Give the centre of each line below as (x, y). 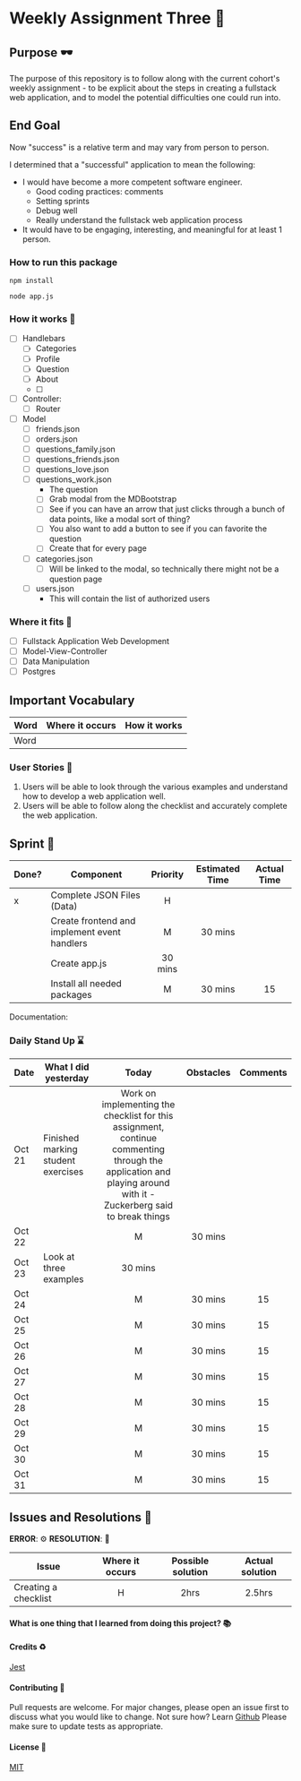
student (60, 1161)
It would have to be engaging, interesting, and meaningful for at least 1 (152, 229)
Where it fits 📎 (41, 622)
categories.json (64, 558)
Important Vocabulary (72, 700)
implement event (86, 933)
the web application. (60, 815)
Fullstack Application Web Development (96, 641)
